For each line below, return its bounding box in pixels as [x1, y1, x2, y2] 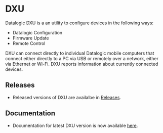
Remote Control [12, 40, 46, 46]
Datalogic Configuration [12, 29, 63, 35]
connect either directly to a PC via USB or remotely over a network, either [5, 55, 158, 61]
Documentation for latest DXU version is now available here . [12, 122, 138, 128]
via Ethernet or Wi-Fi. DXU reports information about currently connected [5, 61, 158, 67]
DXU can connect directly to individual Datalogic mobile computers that [5, 50, 154, 56]
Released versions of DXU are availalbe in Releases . [12, 94, 121, 100]
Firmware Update [12, 35, 49, 41]
